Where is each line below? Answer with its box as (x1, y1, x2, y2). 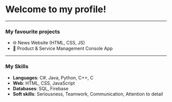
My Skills (5, 63, 29, 70)
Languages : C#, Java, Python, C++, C (12, 74, 94, 81)
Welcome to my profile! (5, 4, 106, 15)
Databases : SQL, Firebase (12, 85, 69, 91)
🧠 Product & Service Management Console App (12, 45, 113, 52)
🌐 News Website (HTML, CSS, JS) (12, 40, 85, 46)
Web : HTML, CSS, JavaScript (12, 80, 75, 86)
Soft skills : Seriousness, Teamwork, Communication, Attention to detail (12, 91, 163, 97)
